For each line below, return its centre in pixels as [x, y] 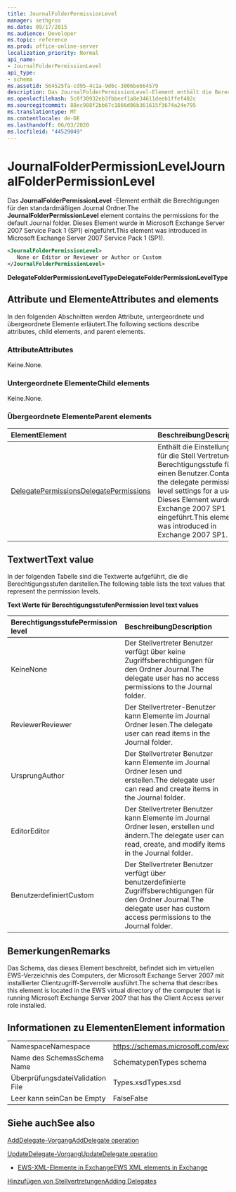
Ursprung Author [38, 776]
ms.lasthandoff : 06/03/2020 [48, 125]
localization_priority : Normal [53, 53]
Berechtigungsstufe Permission [64, 622]
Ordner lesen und [153, 771]
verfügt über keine [155, 652]
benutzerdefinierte [155, 882]
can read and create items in [172, 789]
